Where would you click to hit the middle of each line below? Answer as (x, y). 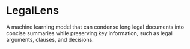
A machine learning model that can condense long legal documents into (95, 27)
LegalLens (32, 10)
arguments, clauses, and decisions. (50, 39)
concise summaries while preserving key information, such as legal (89, 33)
